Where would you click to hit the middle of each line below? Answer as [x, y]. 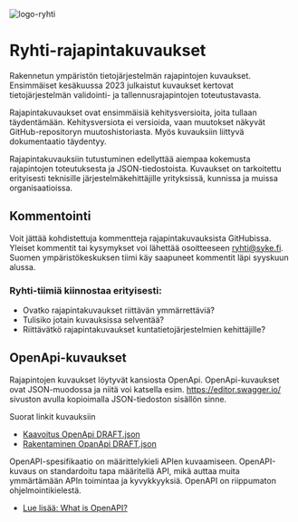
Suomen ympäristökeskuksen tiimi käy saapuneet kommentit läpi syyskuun [149, 257]
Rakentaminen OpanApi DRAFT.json [89, 443]
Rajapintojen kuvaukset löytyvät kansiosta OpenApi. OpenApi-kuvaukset [144, 380]
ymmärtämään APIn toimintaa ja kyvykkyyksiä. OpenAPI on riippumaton [143, 480]
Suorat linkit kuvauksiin [53, 416]
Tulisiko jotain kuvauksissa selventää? [93, 320]
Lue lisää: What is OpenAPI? [75, 507]
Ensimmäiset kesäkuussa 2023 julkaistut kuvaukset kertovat [121, 85]
